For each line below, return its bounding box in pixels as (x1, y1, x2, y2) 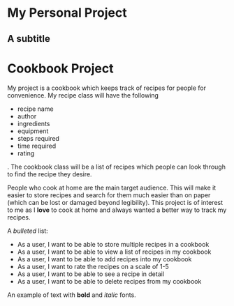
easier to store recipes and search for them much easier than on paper (7, 190, 211, 199)
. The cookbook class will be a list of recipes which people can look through (7, 162, 226, 171)
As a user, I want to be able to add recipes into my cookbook (17, 254, 192, 263)
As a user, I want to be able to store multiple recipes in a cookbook (17, 240, 210, 248)
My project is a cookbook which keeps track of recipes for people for (7, 84, 206, 92)
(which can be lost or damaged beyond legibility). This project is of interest (7, 198, 224, 206)
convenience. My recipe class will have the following (7, 91, 159, 99)
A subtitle (7, 33, 51, 45)
